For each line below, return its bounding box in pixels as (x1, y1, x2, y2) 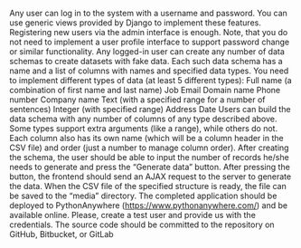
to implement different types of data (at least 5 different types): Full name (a (9, 75, 292, 85)
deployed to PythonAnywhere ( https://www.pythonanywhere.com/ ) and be (9, 200, 287, 211)
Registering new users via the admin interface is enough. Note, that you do (9, 27, 288, 37)
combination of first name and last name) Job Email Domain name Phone (9, 85, 281, 95)
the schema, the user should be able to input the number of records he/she (9, 152, 289, 162)
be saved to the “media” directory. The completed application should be (9, 190, 277, 201)
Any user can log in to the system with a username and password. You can (9, 8, 287, 18)
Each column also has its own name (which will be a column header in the (9, 133, 284, 143)
